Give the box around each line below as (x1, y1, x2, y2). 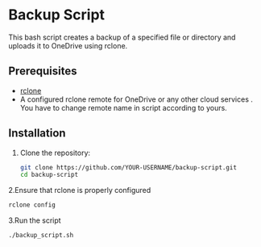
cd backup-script (19, 171, 79, 179)
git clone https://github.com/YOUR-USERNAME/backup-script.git (19, 163, 238, 171)
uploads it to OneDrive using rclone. (8, 40, 128, 50)
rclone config (8, 201, 56, 209)
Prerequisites (8, 65, 77, 78)
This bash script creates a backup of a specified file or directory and (8, 32, 236, 42)
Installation (8, 127, 66, 140)
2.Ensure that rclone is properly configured (8, 186, 151, 195)
